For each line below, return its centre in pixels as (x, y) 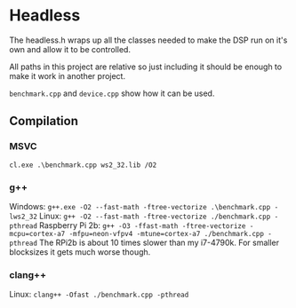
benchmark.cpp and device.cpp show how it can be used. (112, 93)
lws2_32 (24, 217)
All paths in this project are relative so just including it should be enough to (146, 67)
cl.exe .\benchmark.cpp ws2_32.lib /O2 (83, 165)
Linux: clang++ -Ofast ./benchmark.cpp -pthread (99, 295)
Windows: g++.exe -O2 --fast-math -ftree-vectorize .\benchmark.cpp (140, 206)
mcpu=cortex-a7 (37, 233)
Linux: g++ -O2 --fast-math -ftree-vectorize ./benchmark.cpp (155, 216)
